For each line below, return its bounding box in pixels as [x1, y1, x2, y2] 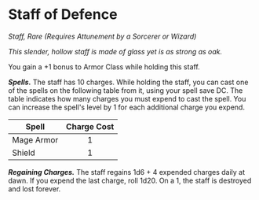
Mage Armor [12, 134, 59, 145]
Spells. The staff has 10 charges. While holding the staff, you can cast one [8, 77, 249, 87]
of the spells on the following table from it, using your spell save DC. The [8, 85, 243, 95]
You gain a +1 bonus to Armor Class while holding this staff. [8, 61, 200, 72]
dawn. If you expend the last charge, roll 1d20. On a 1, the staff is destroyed [8, 176, 252, 185]
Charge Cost [65, 120, 115, 131]
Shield [12, 147, 35, 158]
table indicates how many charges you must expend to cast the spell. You [8, 94, 246, 103]
